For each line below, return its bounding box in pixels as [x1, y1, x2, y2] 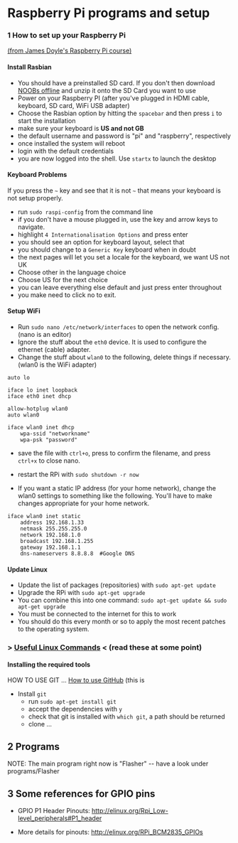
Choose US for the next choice [17, 275, 109, 284]
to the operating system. [17, 625, 90, 633]
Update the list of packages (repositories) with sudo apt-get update [17, 581, 217, 589]
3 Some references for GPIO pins [7, 788, 156, 800]
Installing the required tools [7, 660, 91, 669]
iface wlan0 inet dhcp [7, 424, 75, 431]
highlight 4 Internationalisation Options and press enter [17, 230, 188, 239]
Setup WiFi [7, 307, 40, 316]
